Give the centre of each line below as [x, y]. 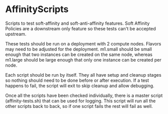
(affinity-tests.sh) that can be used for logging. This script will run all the [80, 101]
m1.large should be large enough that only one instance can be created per [83, 60]
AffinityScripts [37, 9]
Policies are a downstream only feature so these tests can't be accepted [80, 28]
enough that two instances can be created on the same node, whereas [79, 54]
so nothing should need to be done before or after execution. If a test [77, 80]
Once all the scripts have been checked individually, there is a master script [84, 95]
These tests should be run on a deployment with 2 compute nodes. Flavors [83, 43]
